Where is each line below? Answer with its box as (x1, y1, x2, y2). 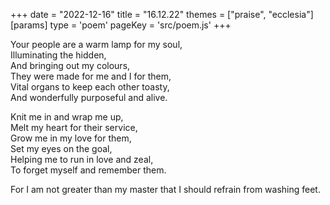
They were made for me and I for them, (10, 70, 172, 82)
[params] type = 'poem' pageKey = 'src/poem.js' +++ (10, 19, 232, 31)
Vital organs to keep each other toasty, (10, 81, 170, 93)
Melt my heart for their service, (10, 122, 138, 133)
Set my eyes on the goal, (10, 143, 113, 154)
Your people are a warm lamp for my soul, (10, 39, 183, 50)
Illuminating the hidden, (10, 49, 107, 61)
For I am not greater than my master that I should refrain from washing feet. (10, 184, 321, 195)
